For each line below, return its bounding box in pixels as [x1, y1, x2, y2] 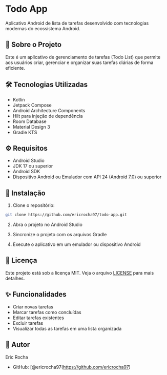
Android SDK [12, 169, 40, 175]
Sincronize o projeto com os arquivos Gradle [12, 232, 107, 238]
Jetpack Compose [12, 102, 52, 108]
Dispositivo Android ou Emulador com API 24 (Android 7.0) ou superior [12, 174, 162, 180]
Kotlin [12, 96, 25, 102]
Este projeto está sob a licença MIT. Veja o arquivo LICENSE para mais [5, 269, 154, 276]
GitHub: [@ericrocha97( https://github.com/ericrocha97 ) [12, 364, 131, 370]
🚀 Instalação [5, 189, 46, 197]
